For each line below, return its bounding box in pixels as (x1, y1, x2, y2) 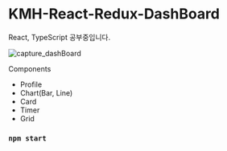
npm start (8, 133, 47, 143)
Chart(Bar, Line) (19, 88, 73, 97)
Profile (19, 80, 43, 89)
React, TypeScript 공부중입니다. (8, 32, 111, 42)
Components (8, 63, 52, 73)
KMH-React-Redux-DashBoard (8, 5, 220, 23)
